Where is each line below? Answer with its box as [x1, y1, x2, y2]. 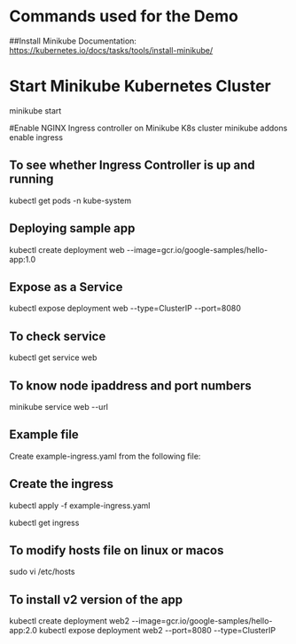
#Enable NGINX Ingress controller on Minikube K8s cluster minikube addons [9, 122, 288, 133]
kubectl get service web [9, 352, 97, 363]
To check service [9, 328, 106, 343]
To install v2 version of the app [9, 592, 183, 607]
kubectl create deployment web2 [9, 616, 130, 626]
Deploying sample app [9, 221, 136, 236]
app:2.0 [9, 625, 38, 636]
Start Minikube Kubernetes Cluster [9, 76, 272, 97]
